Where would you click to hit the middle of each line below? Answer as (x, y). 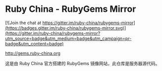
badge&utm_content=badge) (34, 43)
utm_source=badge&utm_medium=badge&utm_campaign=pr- (68, 38)
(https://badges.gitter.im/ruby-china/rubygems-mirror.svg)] (66, 28)
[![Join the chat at (23, 23)
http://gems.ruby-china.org (33, 53)
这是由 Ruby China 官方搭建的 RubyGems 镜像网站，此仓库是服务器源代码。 (82, 63)
